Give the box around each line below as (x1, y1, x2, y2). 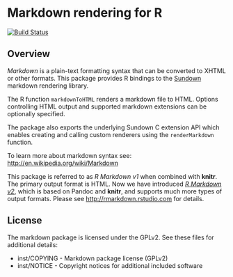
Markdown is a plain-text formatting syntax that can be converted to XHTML (7, 66, 226, 74)
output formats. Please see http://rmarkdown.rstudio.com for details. (7, 194, 204, 203)
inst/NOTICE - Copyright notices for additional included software (17, 261, 203, 269)
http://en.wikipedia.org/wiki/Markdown (7, 159, 118, 167)
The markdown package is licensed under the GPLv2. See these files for (7, 233, 214, 242)
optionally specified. (7, 109, 65, 118)
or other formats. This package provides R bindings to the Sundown (7, 74, 202, 82)
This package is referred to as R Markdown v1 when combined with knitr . (7, 172, 218, 180)
